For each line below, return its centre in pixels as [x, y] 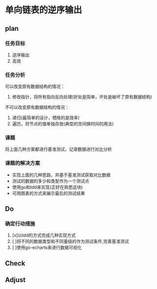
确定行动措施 [20, 224]
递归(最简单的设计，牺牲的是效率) [46, 118]
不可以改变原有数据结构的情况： [37, 107]
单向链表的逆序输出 [44, 10]
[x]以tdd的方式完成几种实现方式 [44, 235]
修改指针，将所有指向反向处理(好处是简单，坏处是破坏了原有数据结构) [82, 97]
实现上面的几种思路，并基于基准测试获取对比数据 [61, 175]
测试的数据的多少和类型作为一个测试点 [50, 181]
